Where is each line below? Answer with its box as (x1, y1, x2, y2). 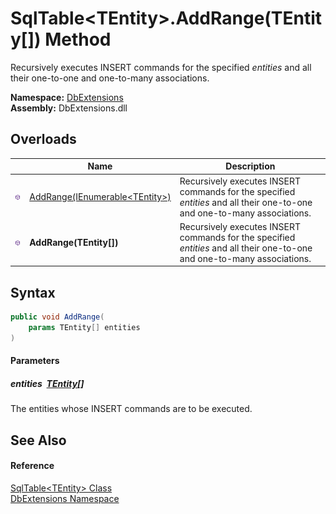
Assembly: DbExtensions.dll (10, 102, 128, 114)
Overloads (10, 131, 77, 148)
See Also (10, 432, 67, 449)
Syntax (10, 284, 56, 301)
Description (225, 160, 276, 172)
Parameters (10, 355, 60, 367)
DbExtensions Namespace (10, 492, 120, 504)
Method (44, 28, 112, 51)
